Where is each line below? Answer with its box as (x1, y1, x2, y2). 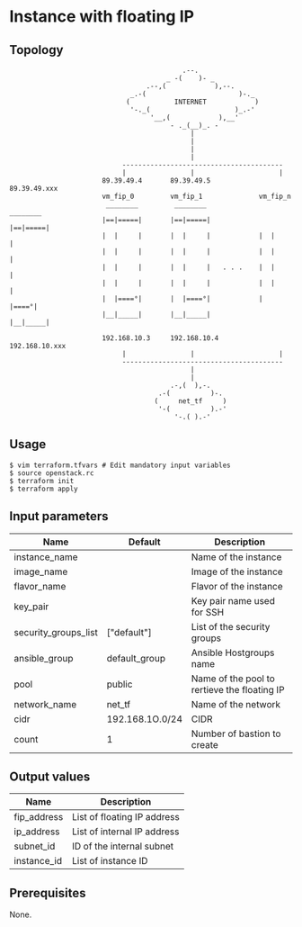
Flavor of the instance (191, 580, 283, 592)
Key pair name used (191, 594, 276, 607)
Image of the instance (191, 565, 283, 578)
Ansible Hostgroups (191, 646, 275, 659)
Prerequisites (9, 885, 86, 901)
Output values (9, 769, 91, 785)
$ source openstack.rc (9, 468, 94, 478)
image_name (13, 565, 68, 578)
